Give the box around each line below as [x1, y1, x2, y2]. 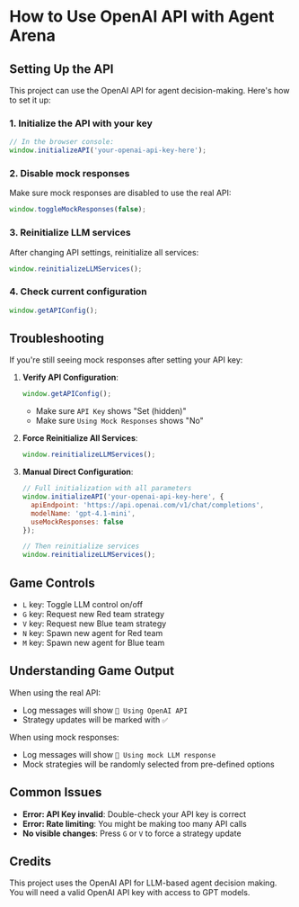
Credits [9, 853, 52, 869]
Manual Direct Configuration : [22, 466, 134, 478]
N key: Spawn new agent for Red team [22, 627, 163, 638]
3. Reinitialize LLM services [9, 227, 132, 239]
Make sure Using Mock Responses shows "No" [35, 416, 204, 427]
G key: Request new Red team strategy [22, 608, 164, 619]
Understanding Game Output [9, 663, 175, 678]
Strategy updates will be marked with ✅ [22, 714, 169, 725]
